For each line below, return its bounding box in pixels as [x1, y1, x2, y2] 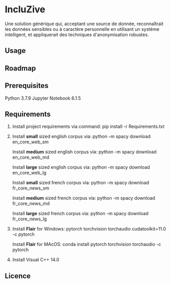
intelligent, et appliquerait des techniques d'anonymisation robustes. [5, 31, 149, 37]
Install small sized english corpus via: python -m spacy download [12, 134, 151, 140]
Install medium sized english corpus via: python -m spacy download [12, 149, 157, 155]
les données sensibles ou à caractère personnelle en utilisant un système [5, 26, 160, 32]
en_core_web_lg [12, 169, 47, 176]
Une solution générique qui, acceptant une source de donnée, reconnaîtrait [5, 21, 164, 27]
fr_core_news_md [12, 200, 50, 206]
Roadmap [5, 64, 36, 72]
